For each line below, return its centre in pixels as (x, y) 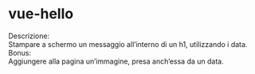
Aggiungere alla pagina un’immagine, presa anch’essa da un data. (116, 61)
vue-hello (41, 14)
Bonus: (20, 53)
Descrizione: (29, 36)
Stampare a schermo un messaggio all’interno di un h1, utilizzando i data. (128, 44)
